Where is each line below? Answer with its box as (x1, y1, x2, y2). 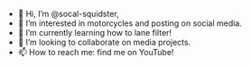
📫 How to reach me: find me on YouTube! (17, 47, 174, 57)
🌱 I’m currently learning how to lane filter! (17, 28, 172, 37)
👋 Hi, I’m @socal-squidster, (17, 9, 119, 19)
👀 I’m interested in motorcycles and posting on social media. (17, 18, 242, 29)
